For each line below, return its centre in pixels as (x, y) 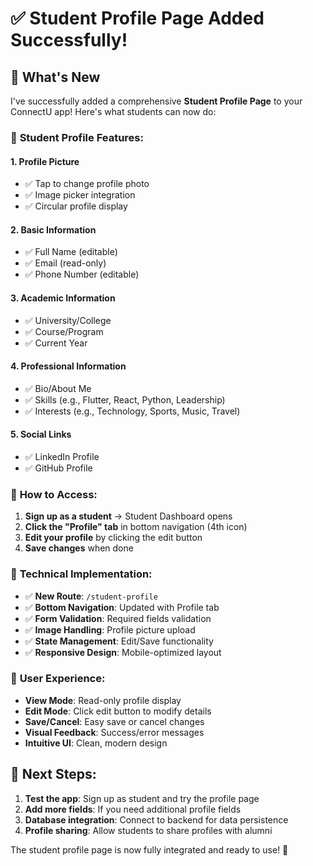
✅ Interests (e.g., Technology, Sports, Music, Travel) (132, 411)
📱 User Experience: (58, 679)
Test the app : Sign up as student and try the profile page (142, 798)
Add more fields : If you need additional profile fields (133, 809)
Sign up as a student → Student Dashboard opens (128, 516)
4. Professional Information (68, 366)
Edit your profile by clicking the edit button (113, 538)
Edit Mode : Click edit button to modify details (118, 711)
